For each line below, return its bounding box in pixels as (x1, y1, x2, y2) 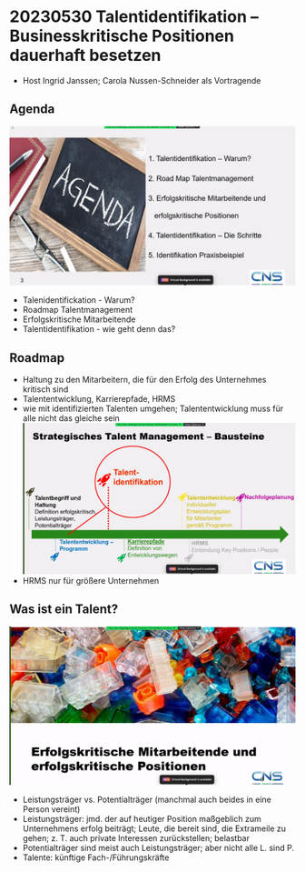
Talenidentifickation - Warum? (22, 295, 135, 306)
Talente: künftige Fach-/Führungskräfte (22, 852, 170, 863)
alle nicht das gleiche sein (22, 413, 120, 424)
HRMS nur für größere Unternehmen (22, 576, 160, 586)
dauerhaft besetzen (9, 45, 162, 65)
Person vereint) (22, 803, 81, 815)
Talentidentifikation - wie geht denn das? (22, 324, 176, 335)
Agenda (9, 102, 55, 117)
